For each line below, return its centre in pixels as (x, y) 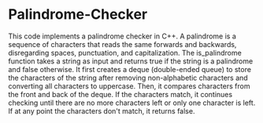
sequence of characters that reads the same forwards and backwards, (122, 44)
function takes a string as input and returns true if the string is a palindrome (131, 61)
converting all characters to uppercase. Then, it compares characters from (129, 86)
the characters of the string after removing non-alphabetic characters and (128, 78)
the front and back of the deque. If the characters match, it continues (120, 94)
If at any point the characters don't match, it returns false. (102, 110)
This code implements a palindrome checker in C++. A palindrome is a (122, 36)
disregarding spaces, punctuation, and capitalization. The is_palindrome (125, 52)
